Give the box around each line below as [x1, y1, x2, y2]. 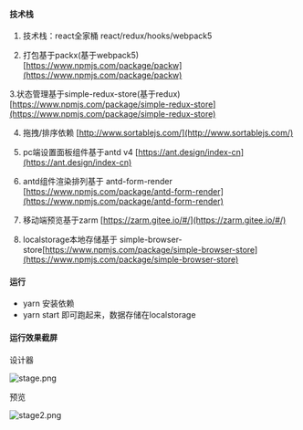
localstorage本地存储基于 [22, 234, 119, 246]
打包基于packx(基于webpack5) [22, 50, 140, 61]
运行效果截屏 [9, 332, 57, 342]
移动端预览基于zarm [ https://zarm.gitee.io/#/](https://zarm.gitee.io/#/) [22, 215, 287, 225]
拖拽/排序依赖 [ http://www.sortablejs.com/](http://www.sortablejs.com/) [22, 128, 294, 139]
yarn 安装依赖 [22, 298, 75, 309]
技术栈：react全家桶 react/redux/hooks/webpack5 [22, 30, 213, 41]
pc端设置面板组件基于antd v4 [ [22, 147, 139, 158]
